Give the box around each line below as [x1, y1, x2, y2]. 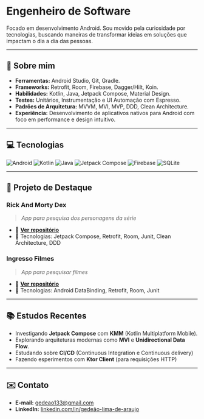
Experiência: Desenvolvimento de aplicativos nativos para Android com [15, 109, 195, 116]
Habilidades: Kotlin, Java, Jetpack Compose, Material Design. [15, 90, 171, 97]
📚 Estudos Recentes [6, 311, 87, 321]
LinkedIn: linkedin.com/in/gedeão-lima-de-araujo [15, 406, 140, 413]
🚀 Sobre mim [6, 61, 56, 71]
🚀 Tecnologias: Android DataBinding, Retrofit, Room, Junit [15, 286, 160, 294]
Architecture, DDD [15, 239, 61, 247]
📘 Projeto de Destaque [6, 182, 92, 192]
